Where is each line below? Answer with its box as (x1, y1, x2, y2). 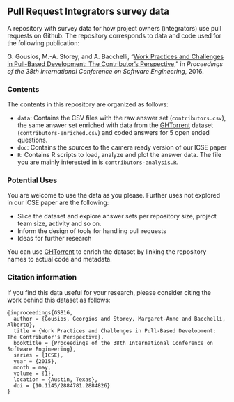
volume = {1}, (13, 370, 54, 377)
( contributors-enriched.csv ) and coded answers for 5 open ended (17, 129, 210, 137)
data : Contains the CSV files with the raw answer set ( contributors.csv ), (17, 114, 226, 122)
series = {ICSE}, (13, 351, 64, 359)
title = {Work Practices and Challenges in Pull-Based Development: (13, 327, 217, 335)
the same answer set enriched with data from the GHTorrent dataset (17, 121, 214, 129)
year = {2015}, (13, 357, 58, 364)
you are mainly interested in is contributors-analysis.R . (17, 158, 179, 166)
